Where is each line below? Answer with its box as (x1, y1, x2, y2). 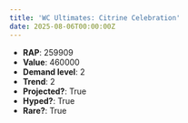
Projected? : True (22, 86, 87, 97)
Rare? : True (22, 105, 67, 116)
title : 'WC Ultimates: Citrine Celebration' (9, 13, 181, 23)
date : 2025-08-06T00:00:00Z (9, 22, 116, 31)
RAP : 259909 (22, 46, 74, 57)
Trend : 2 (22, 76, 56, 87)
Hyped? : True (22, 95, 75, 106)
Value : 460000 (22, 56, 80, 67)
